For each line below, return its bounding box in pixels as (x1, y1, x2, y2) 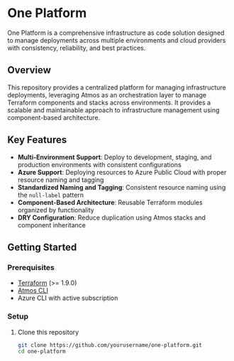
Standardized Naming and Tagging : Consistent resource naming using (17, 183, 226, 191)
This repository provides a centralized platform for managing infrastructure (7, 83, 226, 92)
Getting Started (7, 241, 77, 253)
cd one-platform (17, 348, 66, 355)
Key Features (7, 134, 67, 146)
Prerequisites (7, 262, 55, 272)
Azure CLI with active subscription (17, 293, 118, 303)
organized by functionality (17, 205, 94, 214)
